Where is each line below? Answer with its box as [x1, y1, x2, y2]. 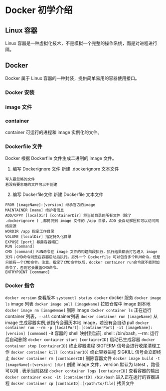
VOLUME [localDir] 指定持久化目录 [5, 234, 72, 239]
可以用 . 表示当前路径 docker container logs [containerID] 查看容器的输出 [5, 367, 160, 373]
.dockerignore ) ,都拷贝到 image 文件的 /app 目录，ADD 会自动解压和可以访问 [5, 218, 156, 223]
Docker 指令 [5, 282, 35, 289]
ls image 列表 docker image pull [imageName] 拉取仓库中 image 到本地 [5, 300, 151, 306]
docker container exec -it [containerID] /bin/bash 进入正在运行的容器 [5, 373, 156, 380]
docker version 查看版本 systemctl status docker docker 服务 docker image [5, 294, 162, 300]
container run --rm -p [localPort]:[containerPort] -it [5, 325, 124, 330]
